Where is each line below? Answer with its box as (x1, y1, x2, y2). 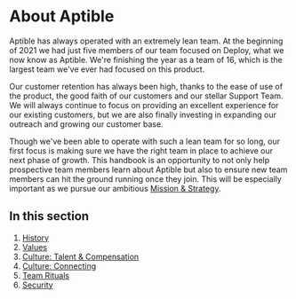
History (21, 232, 50, 243)
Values (21, 241, 47, 252)
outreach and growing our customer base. (9, 118, 164, 130)
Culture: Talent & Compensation (21, 251, 140, 262)
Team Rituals (21, 270, 70, 280)
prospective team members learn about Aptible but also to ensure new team (9, 164, 288, 175)
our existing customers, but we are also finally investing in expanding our (9, 109, 277, 120)
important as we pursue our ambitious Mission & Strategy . (9, 183, 221, 193)
